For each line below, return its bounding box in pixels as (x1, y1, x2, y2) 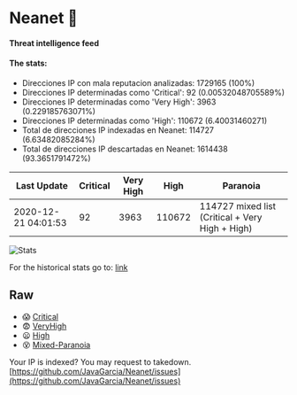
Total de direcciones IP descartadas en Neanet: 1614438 (21, 143, 228, 154)
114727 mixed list (199, 199, 277, 212)
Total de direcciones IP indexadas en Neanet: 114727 (21, 124, 215, 136)
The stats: (9, 58, 48, 69)
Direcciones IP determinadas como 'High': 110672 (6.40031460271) (21, 115, 268, 126)
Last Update (16, 179, 69, 191)
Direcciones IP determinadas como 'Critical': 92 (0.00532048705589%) (21, 87, 286, 97)
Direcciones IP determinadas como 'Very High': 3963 (21, 97, 217, 107)
